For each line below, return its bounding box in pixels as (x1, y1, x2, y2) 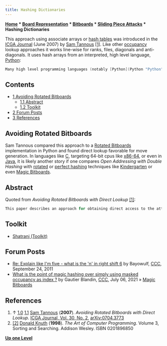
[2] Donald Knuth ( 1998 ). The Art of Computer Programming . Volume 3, (12, 320, 159, 326)
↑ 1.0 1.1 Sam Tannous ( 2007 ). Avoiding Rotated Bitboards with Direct (12, 310, 155, 316)
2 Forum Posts (12, 110, 42, 115)
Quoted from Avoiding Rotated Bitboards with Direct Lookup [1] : (5, 196, 136, 202)
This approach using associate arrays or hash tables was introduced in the (5, 36, 158, 42)
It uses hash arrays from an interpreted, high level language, (27, 52, 151, 58)
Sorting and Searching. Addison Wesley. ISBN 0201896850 (12, 326, 134, 332)
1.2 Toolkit (19, 104, 41, 110)
